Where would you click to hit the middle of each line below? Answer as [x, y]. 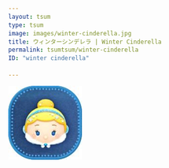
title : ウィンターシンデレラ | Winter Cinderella [85, 42]
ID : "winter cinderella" [49, 58]
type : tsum [26, 25]
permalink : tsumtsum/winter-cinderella [73, 50]
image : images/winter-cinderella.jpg [70, 33]
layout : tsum [29, 17]
